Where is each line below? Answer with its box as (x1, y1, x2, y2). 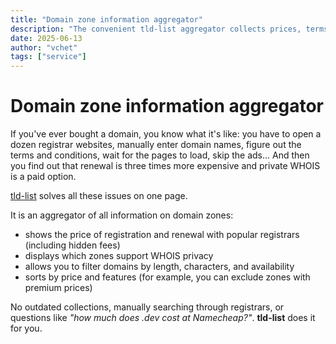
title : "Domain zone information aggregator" (10, 14, 203, 25)
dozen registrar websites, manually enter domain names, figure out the (10, 139, 302, 151)
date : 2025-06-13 (10, 33, 83, 43)
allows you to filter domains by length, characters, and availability (24, 261, 295, 273)
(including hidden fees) (24, 239, 121, 251)
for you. (10, 322, 43, 335)
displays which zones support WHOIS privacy (24, 250, 214, 262)
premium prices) (24, 282, 93, 294)
